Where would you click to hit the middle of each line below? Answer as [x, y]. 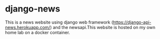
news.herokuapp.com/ [28, 27]
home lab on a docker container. [38, 32]
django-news [33, 9]
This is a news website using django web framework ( [59, 22]
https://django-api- [132, 22]
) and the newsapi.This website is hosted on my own [103, 27]
